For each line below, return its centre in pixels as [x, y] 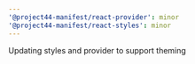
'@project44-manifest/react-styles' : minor [90, 25]
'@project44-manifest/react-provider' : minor [94, 17]
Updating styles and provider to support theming [97, 50]
